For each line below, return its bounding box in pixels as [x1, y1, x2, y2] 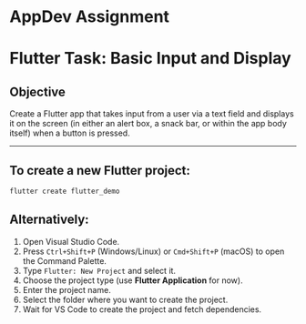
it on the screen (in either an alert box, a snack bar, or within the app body [9, 118, 287, 129]
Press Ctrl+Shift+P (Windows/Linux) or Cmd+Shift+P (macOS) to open [22, 246, 285, 257]
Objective [9, 84, 66, 99]
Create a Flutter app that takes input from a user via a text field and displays [9, 108, 294, 119]
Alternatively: [9, 212, 89, 228]
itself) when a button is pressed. [9, 127, 130, 138]
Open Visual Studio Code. [22, 236, 120, 247]
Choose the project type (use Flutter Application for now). [22, 275, 243, 286]
